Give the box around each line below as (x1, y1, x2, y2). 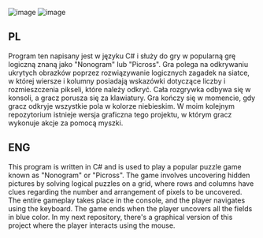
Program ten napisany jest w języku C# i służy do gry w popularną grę (8, 51, 236, 61)
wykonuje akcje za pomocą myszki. (8, 118, 124, 128)
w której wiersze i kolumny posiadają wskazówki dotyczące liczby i (8, 76, 226, 86)
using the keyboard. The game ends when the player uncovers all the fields (8, 203, 253, 213)
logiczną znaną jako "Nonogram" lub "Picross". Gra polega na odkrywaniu (8, 59, 249, 69)
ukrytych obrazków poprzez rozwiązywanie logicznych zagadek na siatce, (8, 68, 250, 77)
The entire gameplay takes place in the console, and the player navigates (8, 195, 246, 205)
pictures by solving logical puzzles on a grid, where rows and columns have (8, 178, 254, 188)
